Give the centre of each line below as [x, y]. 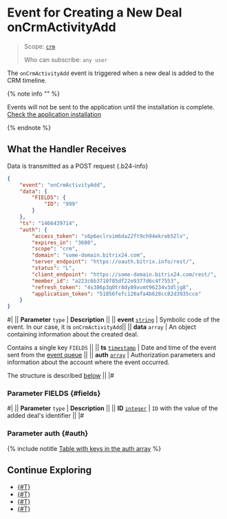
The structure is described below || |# [61, 376]
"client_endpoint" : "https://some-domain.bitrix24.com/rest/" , [124, 274]
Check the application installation [54, 114]
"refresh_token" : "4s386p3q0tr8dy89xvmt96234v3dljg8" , [112, 287]
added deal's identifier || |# [46, 416]
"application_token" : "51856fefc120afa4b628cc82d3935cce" [117, 294]
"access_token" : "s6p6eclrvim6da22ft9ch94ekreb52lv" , [110, 236]
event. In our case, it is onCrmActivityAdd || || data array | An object [102, 327]
